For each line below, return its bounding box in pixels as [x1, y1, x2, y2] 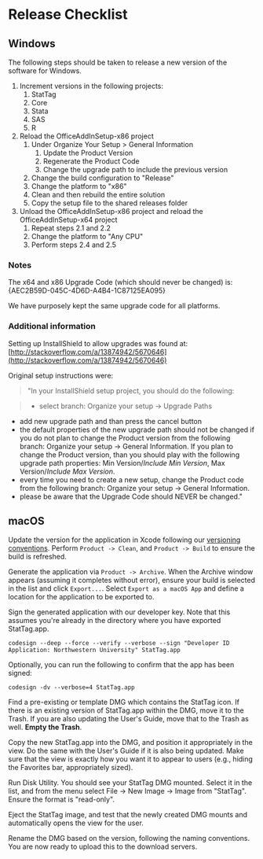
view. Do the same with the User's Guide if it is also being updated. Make [8, 746, 245, 756]
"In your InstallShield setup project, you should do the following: [27, 385, 235, 395]
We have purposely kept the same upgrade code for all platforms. [8, 301, 221, 311]
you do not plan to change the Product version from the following [19, 433, 231, 442]
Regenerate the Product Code [42, 157, 140, 166]
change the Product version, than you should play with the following [19, 450, 240, 459]
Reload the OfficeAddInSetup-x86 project [19, 131, 155, 141]
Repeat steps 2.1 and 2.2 [31, 223, 111, 233]
